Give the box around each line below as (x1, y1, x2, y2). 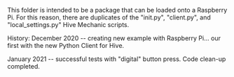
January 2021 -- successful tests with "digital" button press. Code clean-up (7, 55, 226, 63)
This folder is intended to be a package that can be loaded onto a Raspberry (7, 6, 228, 14)
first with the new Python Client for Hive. (7, 42, 125, 49)
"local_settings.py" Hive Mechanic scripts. (7, 21, 130, 28)
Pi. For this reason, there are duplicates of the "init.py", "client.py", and (7, 13, 212, 22)
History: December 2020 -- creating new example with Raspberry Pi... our (7, 34, 221, 42)
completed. (7, 62, 40, 70)
